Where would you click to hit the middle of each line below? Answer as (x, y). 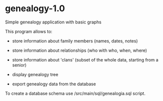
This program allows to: (29, 31)
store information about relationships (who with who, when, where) (80, 50)
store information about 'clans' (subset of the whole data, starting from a (85, 60)
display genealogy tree (35, 74)
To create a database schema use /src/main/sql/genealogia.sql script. (75, 93)
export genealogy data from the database (54, 84)
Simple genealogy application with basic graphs (53, 22)
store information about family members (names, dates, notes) (75, 41)
